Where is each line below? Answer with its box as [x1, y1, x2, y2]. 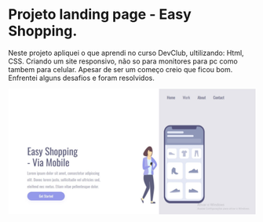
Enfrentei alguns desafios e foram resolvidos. [8, 73, 155, 82]
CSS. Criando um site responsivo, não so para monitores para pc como [8, 56, 238, 66]
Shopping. [8, 22, 78, 40]
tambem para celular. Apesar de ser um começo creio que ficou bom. [8, 64, 233, 74]
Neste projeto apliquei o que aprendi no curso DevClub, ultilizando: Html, [8, 48, 245, 57]
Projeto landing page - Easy [8, 5, 192, 24]
